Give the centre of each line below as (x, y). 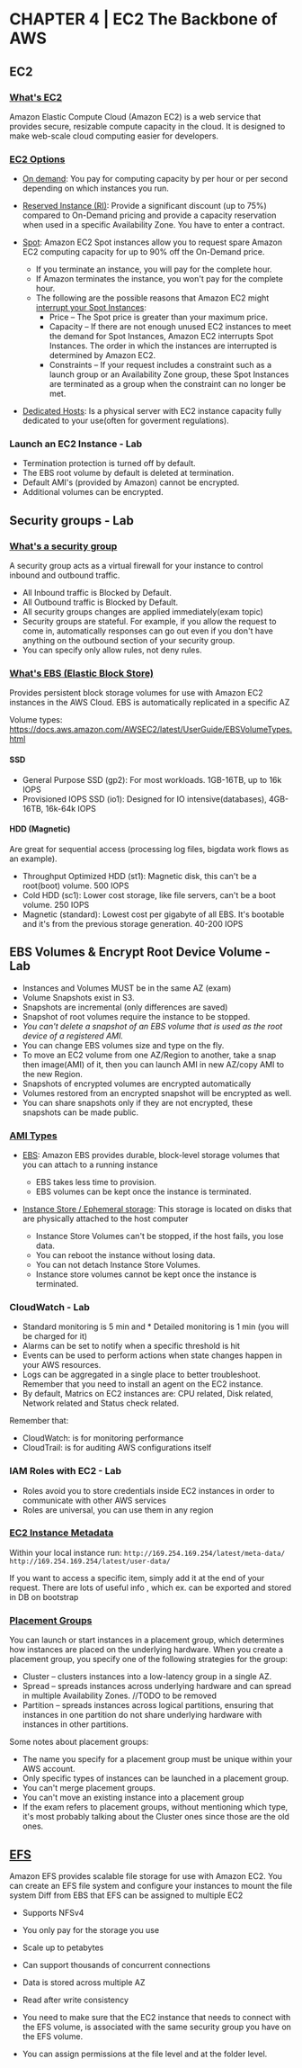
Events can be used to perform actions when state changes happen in (152, 1355)
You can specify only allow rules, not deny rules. (112, 650)
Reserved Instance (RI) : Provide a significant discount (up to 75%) (144, 206)
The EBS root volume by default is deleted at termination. (128, 473)
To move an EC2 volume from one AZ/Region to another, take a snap (149, 1055)
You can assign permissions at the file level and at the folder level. (145, 2054)
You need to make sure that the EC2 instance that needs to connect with (156, 2017)
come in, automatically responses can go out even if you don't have (148, 631)
